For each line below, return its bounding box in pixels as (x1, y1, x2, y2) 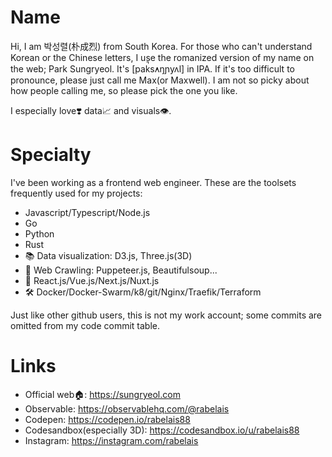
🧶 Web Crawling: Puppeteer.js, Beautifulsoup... (24, 264, 218, 276)
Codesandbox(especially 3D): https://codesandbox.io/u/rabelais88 (24, 424, 300, 436)
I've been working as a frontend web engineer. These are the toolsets (10, 176, 297, 188)
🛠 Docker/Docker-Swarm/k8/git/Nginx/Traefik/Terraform (24, 286, 262, 298)
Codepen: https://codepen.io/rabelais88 (24, 413, 191, 425)
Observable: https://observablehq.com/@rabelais (24, 402, 230, 415)
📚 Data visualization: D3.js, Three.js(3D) (24, 249, 193, 261)
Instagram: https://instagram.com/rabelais (24, 434, 199, 446)
